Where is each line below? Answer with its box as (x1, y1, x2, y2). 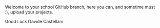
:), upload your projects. (5, 9, 54, 15)
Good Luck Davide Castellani (5, 19, 63, 24)
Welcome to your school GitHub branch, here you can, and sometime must (5, 4, 155, 10)
